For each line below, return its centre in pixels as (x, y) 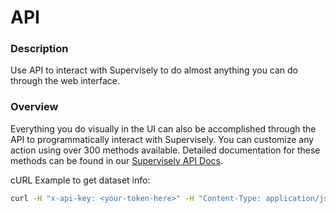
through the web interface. (65, 81)
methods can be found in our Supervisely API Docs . (116, 160)
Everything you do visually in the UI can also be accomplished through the (163, 128)
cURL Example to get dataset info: (80, 180)
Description (39, 49)
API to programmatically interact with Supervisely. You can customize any (162, 139)
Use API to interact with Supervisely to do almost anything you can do (154, 70)
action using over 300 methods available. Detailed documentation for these (165, 150)
